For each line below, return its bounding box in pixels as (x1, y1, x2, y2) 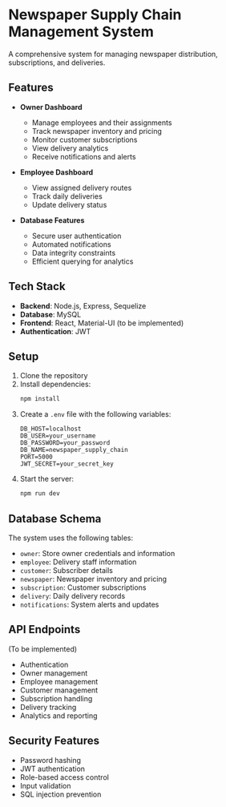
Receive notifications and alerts (31, 151, 136, 161)
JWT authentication (19, 764, 86, 773)
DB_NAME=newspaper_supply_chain (19, 446, 128, 454)
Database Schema (8, 511, 102, 526)
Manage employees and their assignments (31, 118, 172, 127)
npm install (19, 395, 60, 403)
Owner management (19, 668, 88, 678)
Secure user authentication (31, 231, 122, 240)
